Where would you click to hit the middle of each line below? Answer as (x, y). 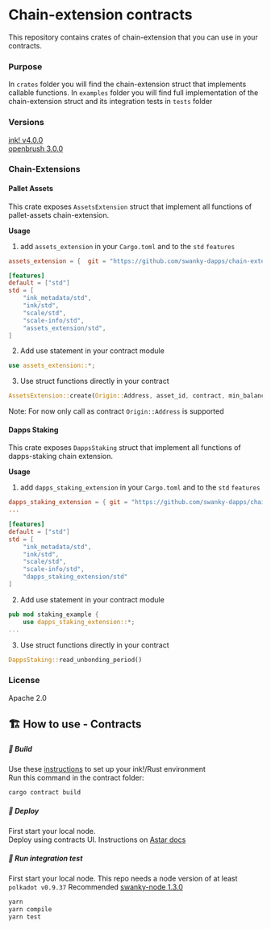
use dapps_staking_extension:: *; (79, 622)
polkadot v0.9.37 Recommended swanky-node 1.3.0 (96, 887)
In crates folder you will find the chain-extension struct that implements (127, 84)
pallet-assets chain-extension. (59, 215)
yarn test (25, 917)
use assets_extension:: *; (52, 366)
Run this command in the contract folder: (76, 778)
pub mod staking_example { (54, 614)
